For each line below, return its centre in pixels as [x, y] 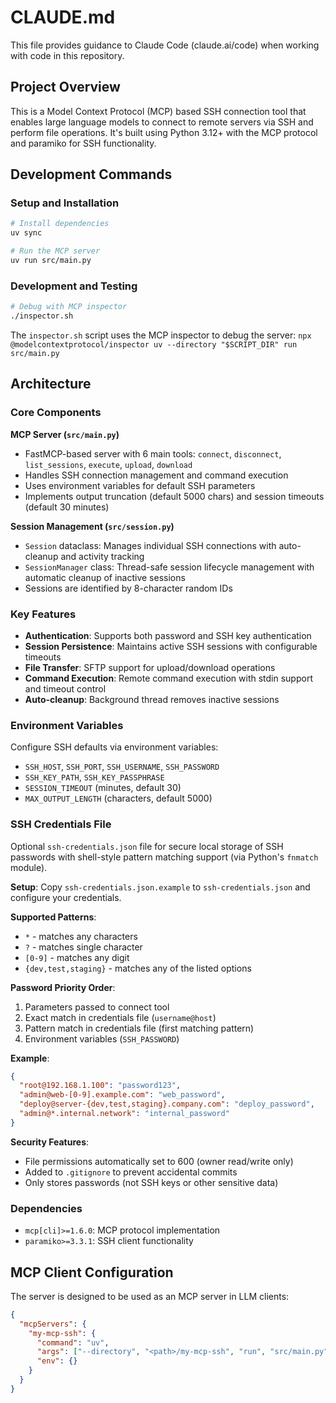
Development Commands [91, 174]
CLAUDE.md [63, 17]
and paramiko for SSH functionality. [83, 143]
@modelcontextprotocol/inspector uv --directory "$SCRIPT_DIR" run [154, 344]
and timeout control [65, 688]
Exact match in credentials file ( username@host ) [120, 1017]
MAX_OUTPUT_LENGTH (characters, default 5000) [118, 798]
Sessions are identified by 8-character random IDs [128, 588]
